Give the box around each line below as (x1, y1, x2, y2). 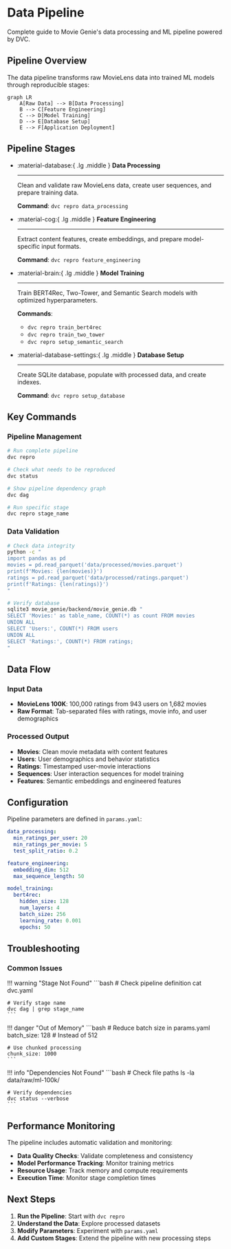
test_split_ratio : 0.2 (13, 847, 78, 854)
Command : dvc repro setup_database (16, 391, 125, 399)
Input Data (7, 684, 43, 693)
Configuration (7, 796, 69, 808)
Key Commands (7, 411, 77, 423)
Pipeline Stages (7, 143, 76, 154)
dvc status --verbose (7, 1095, 69, 1102)
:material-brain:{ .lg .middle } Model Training (16, 269, 144, 277)
